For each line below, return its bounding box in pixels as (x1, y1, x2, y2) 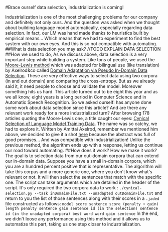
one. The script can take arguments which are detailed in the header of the (5, 179, 160, 185)
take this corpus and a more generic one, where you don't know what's (5, 169, 153, 175)
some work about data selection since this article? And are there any (5, 105, 147, 110)
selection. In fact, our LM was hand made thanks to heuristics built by (5, 30, 149, 36)
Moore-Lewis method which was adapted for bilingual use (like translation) (5, 62, 160, 68)
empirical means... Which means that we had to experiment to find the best (5, 35, 160, 41)
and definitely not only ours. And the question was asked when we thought (5, 20, 160, 25)
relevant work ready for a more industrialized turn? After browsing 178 (5, 110, 150, 116)
